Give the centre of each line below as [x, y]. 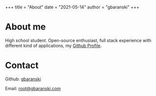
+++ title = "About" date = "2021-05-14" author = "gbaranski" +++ [72, 7]
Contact [22, 65]
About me [26, 27]
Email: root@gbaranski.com [33, 88]
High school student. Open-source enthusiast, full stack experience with [78, 40]
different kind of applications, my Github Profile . [53, 46]
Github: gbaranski [23, 79]
